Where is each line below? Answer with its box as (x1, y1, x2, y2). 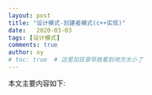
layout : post (8, 11, 51, 20)
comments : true (8, 41, 58, 49)
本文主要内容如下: (8, 78, 66, 88)
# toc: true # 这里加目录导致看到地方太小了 (8, 56, 143, 64)
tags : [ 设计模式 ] (8, 33, 61, 42)
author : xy (8, 48, 44, 56)
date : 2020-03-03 (8, 26, 72, 34)
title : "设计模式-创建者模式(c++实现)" (8, 19, 126, 27)
